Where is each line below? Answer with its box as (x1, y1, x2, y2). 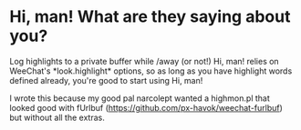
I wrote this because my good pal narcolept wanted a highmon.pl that (9, 93, 271, 104)
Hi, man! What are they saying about (9, 6, 291, 27)
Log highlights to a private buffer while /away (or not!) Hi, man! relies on (9, 55, 280, 66)
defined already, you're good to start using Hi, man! (9, 75, 203, 85)
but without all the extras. (9, 112, 105, 123)
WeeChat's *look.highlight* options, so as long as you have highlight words (9, 65, 293, 76)
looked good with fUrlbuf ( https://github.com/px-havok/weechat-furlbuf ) (9, 102, 283, 113)
